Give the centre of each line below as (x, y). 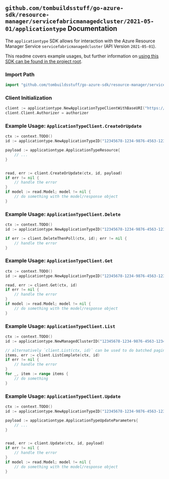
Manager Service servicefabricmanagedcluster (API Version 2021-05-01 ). (81, 46)
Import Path (20, 74)
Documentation (92, 29)
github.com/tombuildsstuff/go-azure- (64, 8)
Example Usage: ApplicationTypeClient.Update (63, 396)
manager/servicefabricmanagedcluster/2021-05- (80, 21)
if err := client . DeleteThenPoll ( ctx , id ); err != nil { (66, 238)
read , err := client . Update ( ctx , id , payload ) (55, 443)
